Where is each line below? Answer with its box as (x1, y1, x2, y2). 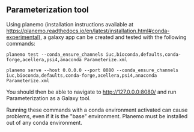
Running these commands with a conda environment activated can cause (6, 106, 188, 113)
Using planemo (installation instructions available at (6, 20, 134, 28)
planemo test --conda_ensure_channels (6, 51, 103, 58)
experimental (6, 33, 39, 41)
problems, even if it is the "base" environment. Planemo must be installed (6, 112, 188, 119)
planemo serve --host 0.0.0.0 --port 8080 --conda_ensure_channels (6, 67, 179, 73)
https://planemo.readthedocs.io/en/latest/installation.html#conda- (6, 27, 170, 34)
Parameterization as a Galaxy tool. (6, 94, 91, 101)
